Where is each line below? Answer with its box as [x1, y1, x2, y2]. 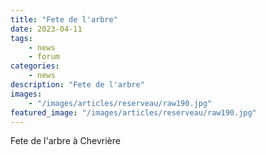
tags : [10, 33, 33, 43]
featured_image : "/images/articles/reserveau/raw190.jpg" [10, 107, 257, 118]
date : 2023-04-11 [10, 24, 83, 34]
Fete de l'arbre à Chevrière [10, 135, 121, 147]
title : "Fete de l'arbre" [10, 14, 118, 25]
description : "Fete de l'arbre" [10, 80, 145, 90]
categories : [10, 61, 60, 71]
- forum [28, 52, 60, 62]
